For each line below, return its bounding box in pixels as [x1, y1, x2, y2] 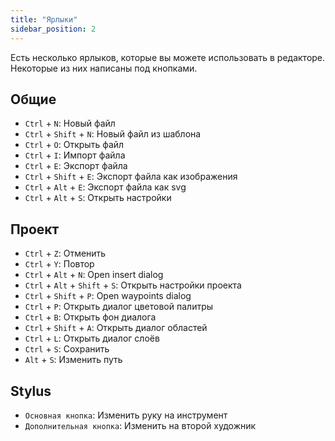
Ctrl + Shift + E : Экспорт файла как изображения [24, 171, 238, 183]
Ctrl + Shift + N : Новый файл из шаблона [24, 128, 202, 140]
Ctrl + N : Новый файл [24, 117, 116, 130]
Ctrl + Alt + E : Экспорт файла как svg [24, 181, 187, 193]
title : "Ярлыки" [10, 14, 78, 25]
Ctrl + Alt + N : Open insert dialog [24, 269, 164, 281]
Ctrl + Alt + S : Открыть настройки [24, 192, 172, 204]
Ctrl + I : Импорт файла [24, 149, 126, 161]
